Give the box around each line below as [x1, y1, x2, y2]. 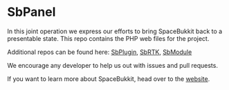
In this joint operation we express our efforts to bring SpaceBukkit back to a [7, 27, 223, 35]
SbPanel [7, 4, 56, 20]
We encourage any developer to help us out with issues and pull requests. [7, 61, 218, 69]
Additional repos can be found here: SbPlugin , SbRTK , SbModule [7, 48, 192, 56]
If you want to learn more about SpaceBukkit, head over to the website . [7, 74, 210, 83]
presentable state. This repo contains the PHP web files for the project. [7, 34, 210, 42]
